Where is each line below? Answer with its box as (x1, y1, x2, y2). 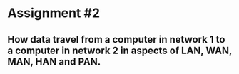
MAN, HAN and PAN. (7, 55, 101, 68)
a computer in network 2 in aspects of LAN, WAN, (7, 44, 233, 56)
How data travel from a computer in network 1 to (7, 33, 225, 46)
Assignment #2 (7, 5, 101, 21)
